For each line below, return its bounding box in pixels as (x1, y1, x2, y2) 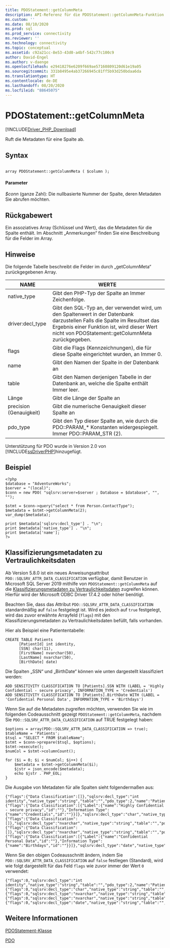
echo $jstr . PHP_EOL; (14, 771, 62, 776)
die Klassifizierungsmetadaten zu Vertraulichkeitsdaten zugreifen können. (5, 586, 159, 592)
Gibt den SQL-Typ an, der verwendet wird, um (52, 304, 162, 312)
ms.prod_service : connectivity (5, 31, 71, 36)
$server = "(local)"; (5, 485, 51, 491)
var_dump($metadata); (5, 512, 51, 517)
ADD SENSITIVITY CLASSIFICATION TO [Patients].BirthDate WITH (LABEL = (5, 692, 159, 697)
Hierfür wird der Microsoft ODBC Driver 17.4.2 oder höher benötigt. (5, 591, 145, 597)
